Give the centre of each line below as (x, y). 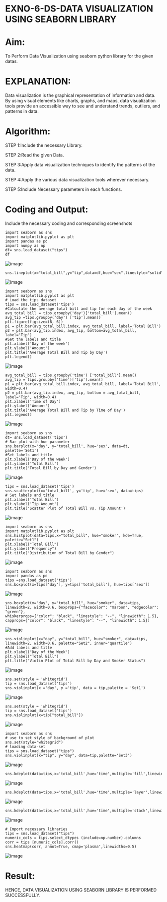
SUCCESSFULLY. (23, 895)
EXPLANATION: (38, 82)
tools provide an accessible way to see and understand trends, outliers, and (83, 106)
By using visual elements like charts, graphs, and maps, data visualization (81, 101)
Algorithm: (28, 132)
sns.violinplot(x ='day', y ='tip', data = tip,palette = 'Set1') (75, 688)
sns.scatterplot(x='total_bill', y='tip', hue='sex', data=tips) (74, 491)
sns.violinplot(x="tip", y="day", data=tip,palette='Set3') (69, 755)
